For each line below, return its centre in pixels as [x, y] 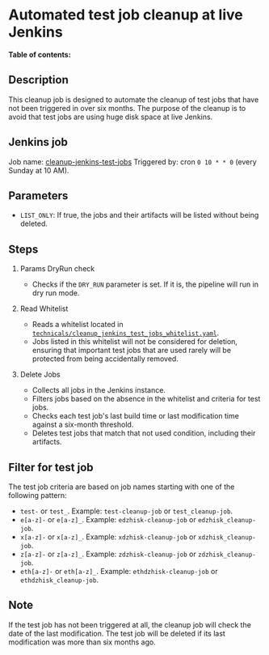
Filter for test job [51, 467]
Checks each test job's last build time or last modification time [136, 416]
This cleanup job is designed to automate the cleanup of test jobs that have [134, 100]
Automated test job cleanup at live [126, 15]
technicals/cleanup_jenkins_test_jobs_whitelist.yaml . [126, 333]
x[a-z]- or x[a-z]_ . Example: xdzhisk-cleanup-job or [108, 537]
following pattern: [38, 495]
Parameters [38, 196]
